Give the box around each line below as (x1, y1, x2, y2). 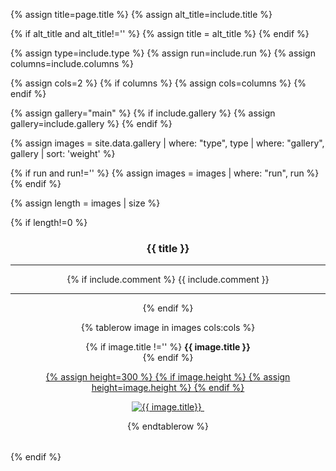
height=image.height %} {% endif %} (91, 382, 245, 394)
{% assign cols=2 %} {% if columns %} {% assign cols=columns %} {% (10, 77, 307, 89)
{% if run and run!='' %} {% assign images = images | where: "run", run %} (10, 167, 320, 179)
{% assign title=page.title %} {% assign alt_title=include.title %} (10, 9, 273, 20)
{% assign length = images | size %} (10, 197, 161, 209)
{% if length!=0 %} (10, 217, 88, 228)
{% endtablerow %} (127, 420, 209, 433)
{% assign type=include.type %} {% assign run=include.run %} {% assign (10, 47, 316, 59)
